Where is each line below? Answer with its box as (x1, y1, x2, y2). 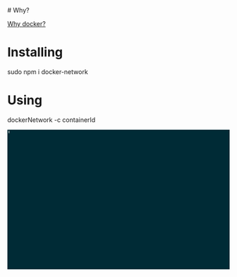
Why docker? (7, 20, 46, 27)
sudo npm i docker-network (7, 67, 88, 76)
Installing (7, 44, 63, 61)
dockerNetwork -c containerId (7, 116, 96, 124)
